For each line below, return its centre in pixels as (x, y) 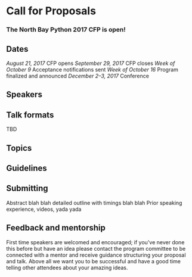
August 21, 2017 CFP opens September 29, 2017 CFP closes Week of (91, 63)
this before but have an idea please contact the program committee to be (96, 248)
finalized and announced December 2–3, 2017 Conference (78, 76)
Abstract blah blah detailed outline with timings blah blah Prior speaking (94, 203)
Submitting (27, 189)
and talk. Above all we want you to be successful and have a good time (93, 261)
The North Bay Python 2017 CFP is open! (66, 30)
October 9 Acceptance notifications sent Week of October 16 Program (92, 69)
